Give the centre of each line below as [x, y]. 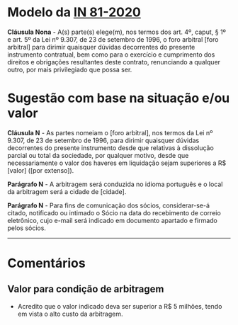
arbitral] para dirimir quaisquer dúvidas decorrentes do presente [101, 47]
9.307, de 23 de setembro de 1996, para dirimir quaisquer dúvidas [103, 140]
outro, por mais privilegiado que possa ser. [70, 69]
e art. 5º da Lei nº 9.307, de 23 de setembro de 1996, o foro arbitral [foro [113, 39]
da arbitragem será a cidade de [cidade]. [67, 191]
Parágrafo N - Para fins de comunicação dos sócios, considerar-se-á [109, 205]
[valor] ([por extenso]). [41, 170]
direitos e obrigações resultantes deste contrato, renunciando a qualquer [114, 62]
